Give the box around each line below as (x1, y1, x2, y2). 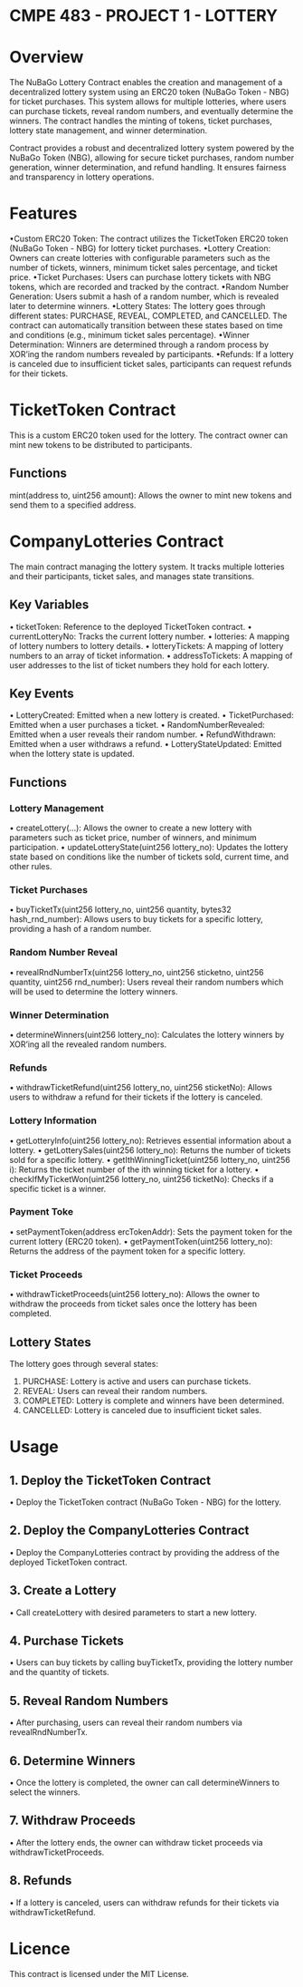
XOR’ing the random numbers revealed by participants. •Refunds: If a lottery (9, 349, 294, 360)
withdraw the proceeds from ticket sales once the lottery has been (9, 1298, 258, 1310)
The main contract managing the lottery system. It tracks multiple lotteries (9, 561, 285, 572)
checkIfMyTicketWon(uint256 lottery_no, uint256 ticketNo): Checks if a (9, 1173, 274, 1184)
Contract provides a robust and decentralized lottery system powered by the (9, 142, 295, 154)
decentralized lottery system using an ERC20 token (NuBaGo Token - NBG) (9, 87, 289, 98)
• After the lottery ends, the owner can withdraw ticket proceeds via (9, 1837, 264, 1847)
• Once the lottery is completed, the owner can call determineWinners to (9, 1778, 280, 1788)
